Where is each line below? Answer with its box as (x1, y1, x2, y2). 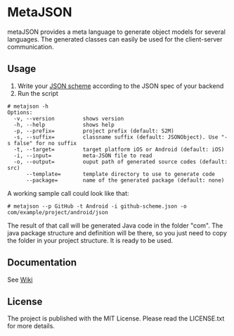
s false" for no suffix (7, 139, 77, 147)
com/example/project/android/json (7, 209, 109, 216)
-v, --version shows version (13, 115, 124, 122)
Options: (7, 108, 33, 116)
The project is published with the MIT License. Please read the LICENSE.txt (7, 314, 225, 323)
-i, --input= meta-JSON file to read (13, 152, 152, 159)
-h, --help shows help (13, 121, 115, 128)
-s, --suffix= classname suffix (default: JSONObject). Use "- (13, 133, 228, 141)
